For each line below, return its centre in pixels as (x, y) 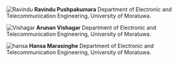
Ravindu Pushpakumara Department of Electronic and (103, 9)
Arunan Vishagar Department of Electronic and (96, 28)
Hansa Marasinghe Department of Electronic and (91, 46)
